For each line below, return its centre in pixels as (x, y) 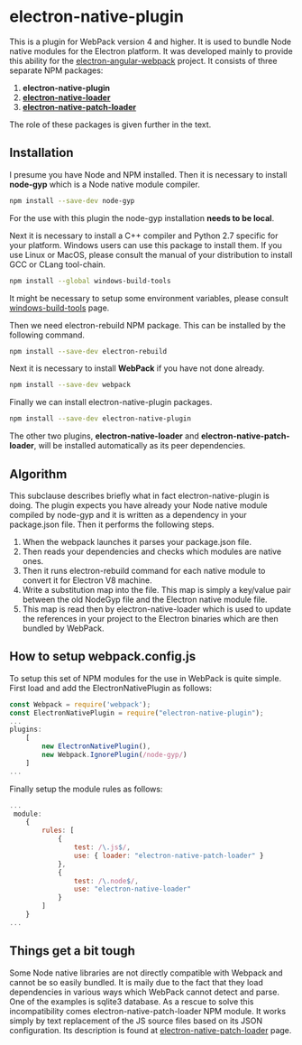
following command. (47, 335)
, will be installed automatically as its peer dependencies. (140, 446)
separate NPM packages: (56, 70)
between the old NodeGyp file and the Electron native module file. (145, 599)
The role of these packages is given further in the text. (110, 125)
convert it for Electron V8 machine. (87, 580)
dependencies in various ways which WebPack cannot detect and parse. (144, 992)
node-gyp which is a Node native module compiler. (105, 184)
